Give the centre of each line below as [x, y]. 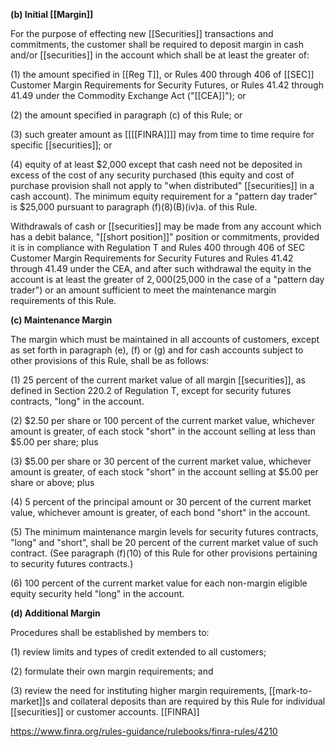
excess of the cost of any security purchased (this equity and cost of [152, 175]
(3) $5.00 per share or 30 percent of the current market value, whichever [161, 461]
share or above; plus [52, 482]
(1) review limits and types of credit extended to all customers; [138, 652]
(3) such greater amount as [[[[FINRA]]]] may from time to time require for [162, 134]
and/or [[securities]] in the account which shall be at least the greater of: [160, 55]
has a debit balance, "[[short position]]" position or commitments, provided [165, 237]
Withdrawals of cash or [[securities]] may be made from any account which [166, 226]
